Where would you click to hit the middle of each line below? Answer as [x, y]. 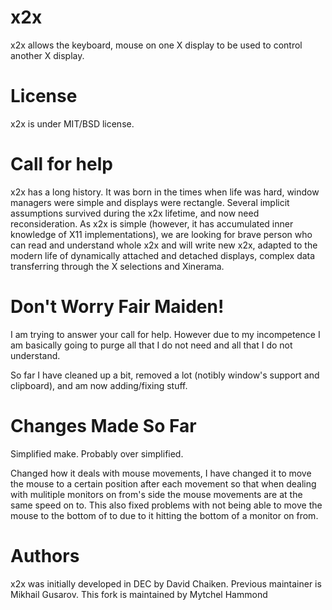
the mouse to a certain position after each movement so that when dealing [163, 483]
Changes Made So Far [103, 425]
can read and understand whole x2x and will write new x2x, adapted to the [164, 245]
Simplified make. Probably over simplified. [97, 453]
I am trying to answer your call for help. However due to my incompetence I [165, 334]
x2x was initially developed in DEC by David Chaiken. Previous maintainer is [166, 583]
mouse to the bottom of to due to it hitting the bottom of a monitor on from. [164, 515]
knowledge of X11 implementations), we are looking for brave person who [161, 234]
